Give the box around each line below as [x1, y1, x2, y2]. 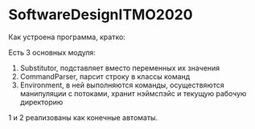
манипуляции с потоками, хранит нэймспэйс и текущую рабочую [19, 88, 247, 98]
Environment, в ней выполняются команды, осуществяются [19, 80, 224, 90]
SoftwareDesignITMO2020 [8, 6, 193, 24]
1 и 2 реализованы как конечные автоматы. [8, 112, 158, 122]
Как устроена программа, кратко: [8, 32, 126, 42]
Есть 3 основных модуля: [8, 47, 97, 57]
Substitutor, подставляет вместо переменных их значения [19, 62, 220, 73]
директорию [19, 97, 64, 107]
